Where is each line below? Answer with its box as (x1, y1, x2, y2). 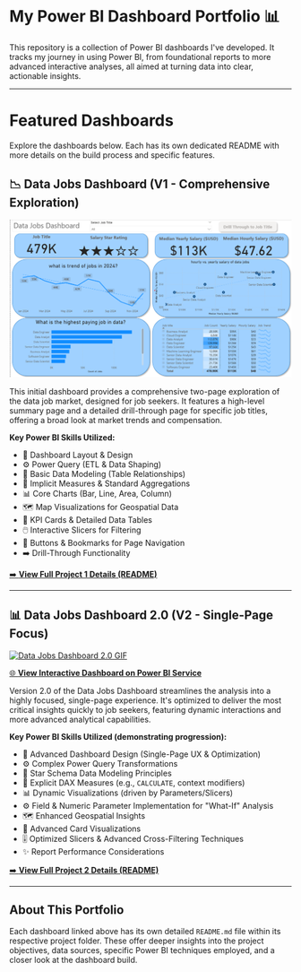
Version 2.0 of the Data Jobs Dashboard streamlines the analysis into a (9, 685, 271, 696)
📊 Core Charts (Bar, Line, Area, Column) (21, 488, 173, 499)
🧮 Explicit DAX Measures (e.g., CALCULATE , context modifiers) (21, 777, 245, 788)
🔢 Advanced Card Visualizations (21, 823, 142, 834)
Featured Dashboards (9, 110, 175, 131)
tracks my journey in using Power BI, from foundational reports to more (9, 51, 271, 62)
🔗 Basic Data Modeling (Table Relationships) (21, 468, 186, 479)
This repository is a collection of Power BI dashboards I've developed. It (9, 41, 275, 53)
